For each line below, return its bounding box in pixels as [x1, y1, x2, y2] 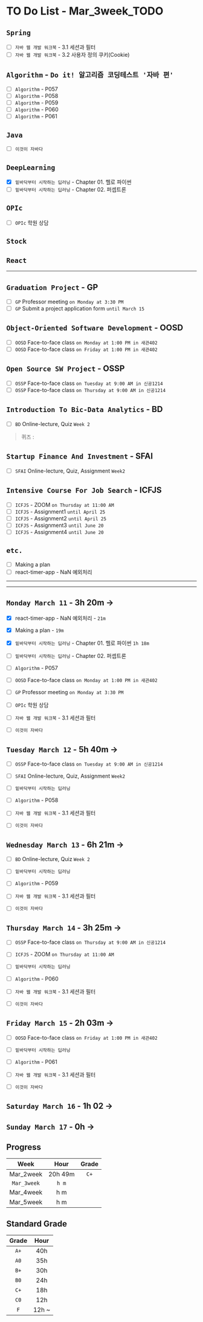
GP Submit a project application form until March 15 [14, 305, 145, 312]
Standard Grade [6, 1219, 68, 1229]
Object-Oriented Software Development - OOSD [6, 323, 183, 333]
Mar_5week [9, 1198, 43, 1207]
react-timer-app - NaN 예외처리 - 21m [14, 614, 106, 622]
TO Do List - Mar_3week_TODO [6, 4, 164, 18]
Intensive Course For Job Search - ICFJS [6, 485, 162, 495]
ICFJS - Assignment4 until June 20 [14, 528, 104, 535]
